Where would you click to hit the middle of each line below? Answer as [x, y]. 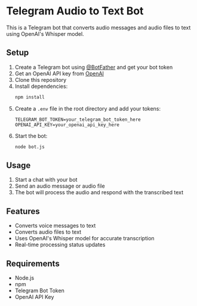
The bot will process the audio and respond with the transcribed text [99, 192]
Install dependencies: [41, 86]
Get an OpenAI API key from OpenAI [59, 74]
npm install [30, 97]
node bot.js [30, 147]
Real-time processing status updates [60, 245]
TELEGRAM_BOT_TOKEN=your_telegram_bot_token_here [78, 120]
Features [23, 211]
